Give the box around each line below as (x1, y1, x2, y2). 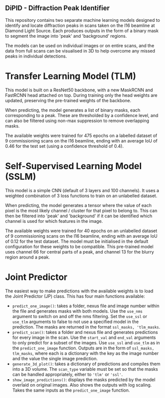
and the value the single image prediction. (12, 355, 98, 361)
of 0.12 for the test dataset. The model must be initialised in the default (5, 238, 149, 244)
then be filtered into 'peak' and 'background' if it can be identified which (5, 213, 152, 219)
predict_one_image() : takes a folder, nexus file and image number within (12, 303, 160, 309)
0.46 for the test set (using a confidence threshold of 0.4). (5, 143, 124, 149)
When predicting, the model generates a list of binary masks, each (5, 107, 141, 113)
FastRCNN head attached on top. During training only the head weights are (5, 92, 158, 98)
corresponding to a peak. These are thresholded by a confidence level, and (5, 112, 159, 118)
